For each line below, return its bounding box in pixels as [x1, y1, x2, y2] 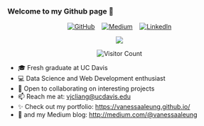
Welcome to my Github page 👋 [7, 6, 114, 16]
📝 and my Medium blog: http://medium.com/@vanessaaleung [17, 110, 198, 119]
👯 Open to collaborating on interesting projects [17, 84, 155, 93]
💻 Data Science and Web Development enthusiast [17, 74, 166, 83]
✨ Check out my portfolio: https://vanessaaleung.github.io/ [17, 103, 190, 111]
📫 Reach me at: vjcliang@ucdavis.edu [17, 92, 131, 101]
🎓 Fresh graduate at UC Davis [17, 64, 108, 72]
